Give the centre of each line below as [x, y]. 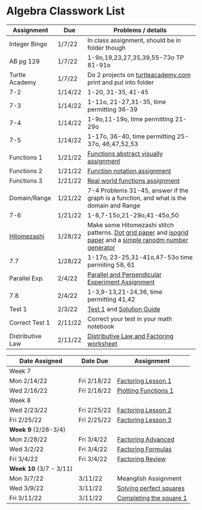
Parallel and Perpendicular [124, 275]
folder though [106, 47]
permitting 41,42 [111, 299]
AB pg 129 [25, 61]
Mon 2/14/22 [29, 381]
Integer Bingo [28, 44]
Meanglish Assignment [149, 478]
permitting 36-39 [112, 109]
